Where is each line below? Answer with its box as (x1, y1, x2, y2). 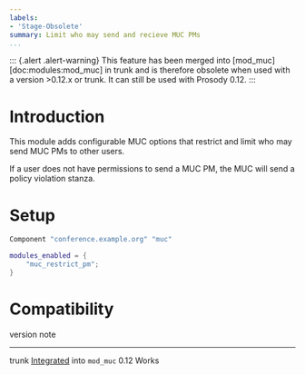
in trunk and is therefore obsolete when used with (103, 64, 290, 75)
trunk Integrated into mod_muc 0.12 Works (9, 355, 160, 366)
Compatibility (9, 299, 114, 319)
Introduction (9, 106, 105, 127)
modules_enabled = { (9, 252, 88, 261)
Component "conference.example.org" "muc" (9, 235, 172, 244)
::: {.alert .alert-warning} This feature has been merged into (9, 55, 231, 66)
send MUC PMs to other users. (9, 146, 125, 157)
